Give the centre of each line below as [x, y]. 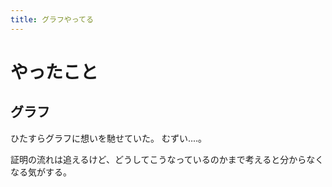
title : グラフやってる [52, 19]
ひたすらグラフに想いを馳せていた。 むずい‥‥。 [109, 138]
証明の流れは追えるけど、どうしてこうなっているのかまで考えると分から [158, 159]
